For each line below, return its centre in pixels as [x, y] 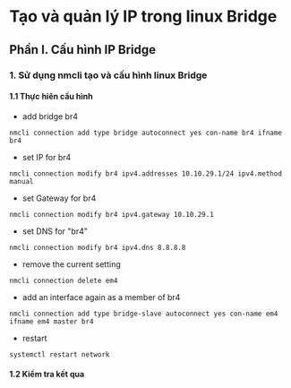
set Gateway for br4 [59, 198]
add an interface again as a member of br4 [101, 297]
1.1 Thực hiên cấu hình [51, 97]
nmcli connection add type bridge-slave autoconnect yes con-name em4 [144, 314]
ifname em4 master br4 [51, 321]
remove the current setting [71, 264]
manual [21, 181]
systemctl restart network [60, 354]
